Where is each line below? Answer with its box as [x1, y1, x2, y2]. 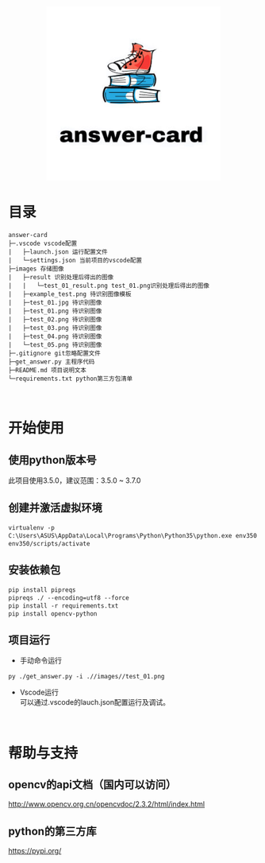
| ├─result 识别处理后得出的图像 [8, 273, 113, 281]
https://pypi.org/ [8, 846, 62, 856]
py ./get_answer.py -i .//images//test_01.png [8, 673, 165, 681]
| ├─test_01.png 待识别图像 [8, 307, 102, 315]
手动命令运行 [19, 655, 62, 666]
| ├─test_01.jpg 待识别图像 [8, 298, 102, 306]
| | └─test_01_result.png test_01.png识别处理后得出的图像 [8, 282, 210, 290]
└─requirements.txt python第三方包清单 [8, 375, 133, 383]
